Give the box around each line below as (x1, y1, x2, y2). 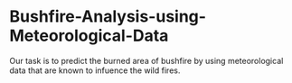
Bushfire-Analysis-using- (9, 6, 206, 27)
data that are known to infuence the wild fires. (9, 65, 181, 76)
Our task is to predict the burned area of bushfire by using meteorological (9, 55, 284, 66)
